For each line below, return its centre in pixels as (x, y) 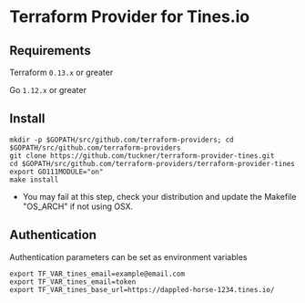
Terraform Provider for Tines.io (130, 17)
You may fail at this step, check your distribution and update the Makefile (159, 196)
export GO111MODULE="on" (56, 172)
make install (34, 180)
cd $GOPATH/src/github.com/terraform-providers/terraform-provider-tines (152, 163)
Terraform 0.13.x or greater (61, 72)
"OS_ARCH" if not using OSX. (78, 206)
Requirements (50, 51)
